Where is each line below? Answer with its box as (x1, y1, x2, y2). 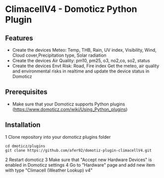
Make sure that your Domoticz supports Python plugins (12, 101, 125, 107)
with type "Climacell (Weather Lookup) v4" (5, 167, 93, 173)
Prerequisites (5, 88, 48, 96)
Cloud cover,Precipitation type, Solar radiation (12, 52, 107, 58)
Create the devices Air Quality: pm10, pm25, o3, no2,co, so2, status (12, 58, 150, 63)
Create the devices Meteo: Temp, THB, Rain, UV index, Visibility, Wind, (12, 47, 157, 53)
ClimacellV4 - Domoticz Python (5, 3, 137, 15)
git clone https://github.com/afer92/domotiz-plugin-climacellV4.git (5, 148, 152, 153)
